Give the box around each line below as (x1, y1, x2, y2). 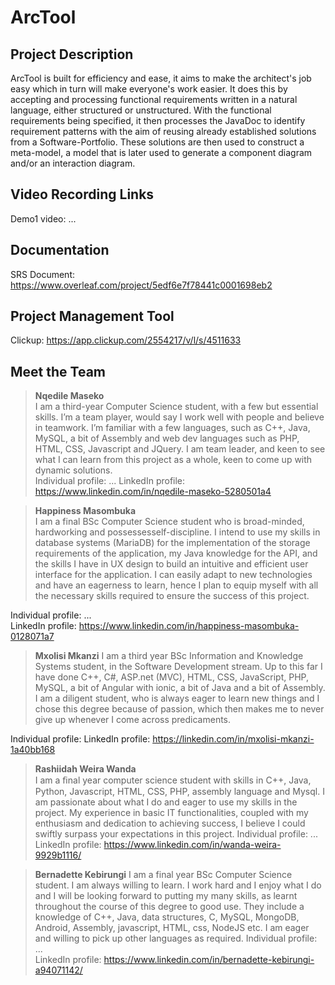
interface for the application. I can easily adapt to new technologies (34, 569, 313, 581)
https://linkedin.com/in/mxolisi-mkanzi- (152, 733, 315, 745)
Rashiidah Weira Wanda (34, 763, 137, 775)
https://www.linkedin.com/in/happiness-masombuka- (78, 620, 300, 632)
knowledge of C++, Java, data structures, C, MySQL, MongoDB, (34, 911, 300, 923)
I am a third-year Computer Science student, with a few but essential (34, 401, 319, 413)
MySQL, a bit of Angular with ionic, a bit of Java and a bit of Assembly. (34, 682, 326, 694)
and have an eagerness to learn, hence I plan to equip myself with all (34, 579, 319, 591)
